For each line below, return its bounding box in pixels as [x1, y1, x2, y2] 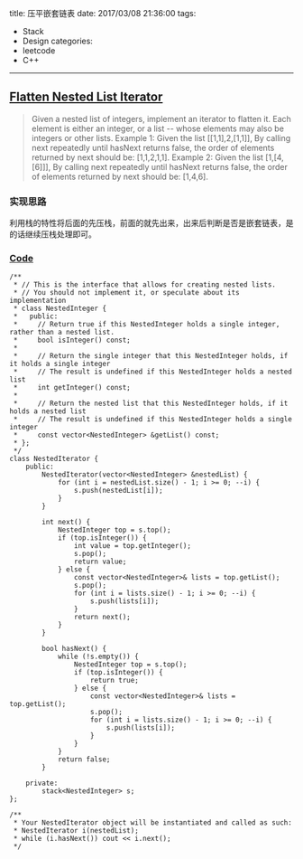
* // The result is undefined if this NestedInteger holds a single [13, 415, 293, 424]
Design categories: [22, 35, 93, 46]
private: [25, 779, 59, 788]
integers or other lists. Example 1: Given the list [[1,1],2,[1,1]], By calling [31, 132, 291, 143]
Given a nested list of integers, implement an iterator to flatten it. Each [31, 113, 291, 124]
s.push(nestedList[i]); [73, 486, 164, 496]
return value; [73, 557, 127, 567]
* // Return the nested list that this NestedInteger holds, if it [13, 399, 289, 409]
